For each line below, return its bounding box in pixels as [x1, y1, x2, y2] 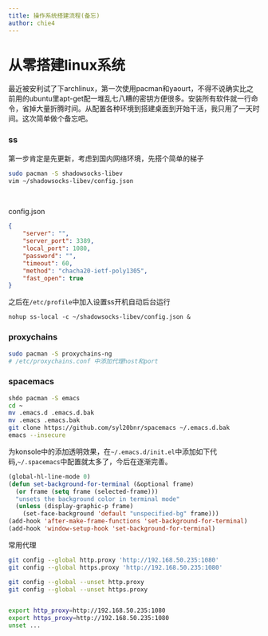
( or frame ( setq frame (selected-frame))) [15, 487, 159, 495]
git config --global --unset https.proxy [8, 585, 148, 594]
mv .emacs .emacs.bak [8, 416, 81, 424]
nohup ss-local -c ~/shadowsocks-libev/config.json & [8, 313, 191, 321]
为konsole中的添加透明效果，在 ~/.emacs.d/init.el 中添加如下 [8, 447, 211, 456]
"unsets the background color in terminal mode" [15, 495, 180, 503]
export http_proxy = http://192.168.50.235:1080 [8, 606, 166, 615]
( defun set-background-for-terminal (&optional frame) [8, 480, 195, 488]
